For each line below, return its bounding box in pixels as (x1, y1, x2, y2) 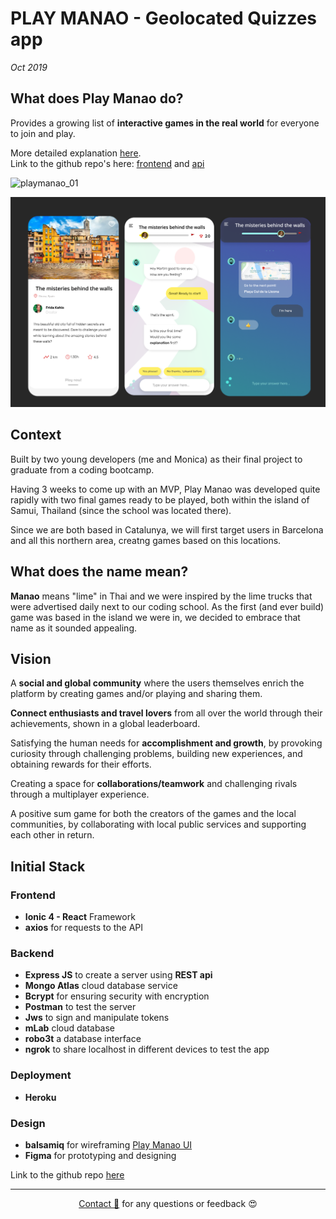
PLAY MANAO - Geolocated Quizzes (10, 7, 317, 30)
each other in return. (10, 829, 95, 841)
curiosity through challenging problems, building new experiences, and (10, 748, 303, 760)
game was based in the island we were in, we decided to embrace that (10, 611, 301, 623)
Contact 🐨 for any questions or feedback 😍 (78, 1197, 258, 1209)
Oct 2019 (10, 61, 48, 73)
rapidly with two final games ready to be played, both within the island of (10, 493, 310, 506)
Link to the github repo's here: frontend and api (10, 157, 205, 169)
